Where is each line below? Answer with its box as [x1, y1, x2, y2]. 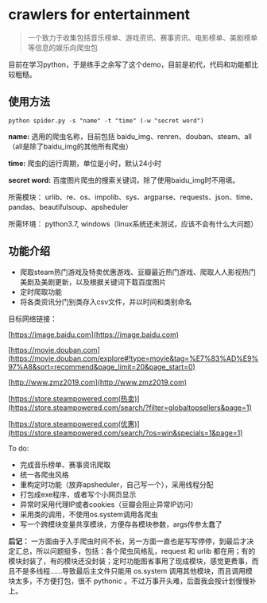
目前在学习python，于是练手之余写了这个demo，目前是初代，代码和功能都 [8, 60, 252, 69]
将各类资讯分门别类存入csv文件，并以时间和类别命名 [19, 296, 192, 307]
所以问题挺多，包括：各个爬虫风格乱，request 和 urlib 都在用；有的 [35, 546, 256, 555]
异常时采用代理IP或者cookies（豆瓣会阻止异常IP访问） [19, 499, 198, 509]
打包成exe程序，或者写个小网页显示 [19, 489, 137, 499]
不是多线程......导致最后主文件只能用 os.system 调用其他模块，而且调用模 [14, 566, 253, 575]
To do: [8, 443, 29, 453]
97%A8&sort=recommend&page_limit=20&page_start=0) [8, 361, 196, 371]
